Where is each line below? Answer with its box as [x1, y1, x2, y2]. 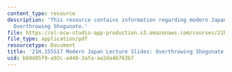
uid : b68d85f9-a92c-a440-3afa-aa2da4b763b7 [7, 55, 135, 62]
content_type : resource [7, 10, 76, 17]
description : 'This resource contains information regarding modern [7, 16, 209, 23]
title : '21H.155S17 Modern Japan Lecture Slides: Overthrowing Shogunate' [7, 49, 227, 56]
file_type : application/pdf [7, 36, 88, 43]
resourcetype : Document [7, 42, 76, 49]
